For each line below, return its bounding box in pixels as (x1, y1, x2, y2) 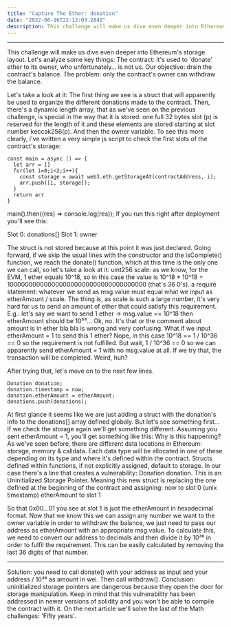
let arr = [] (13, 161, 51, 169)
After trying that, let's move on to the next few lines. (7, 367, 154, 376)
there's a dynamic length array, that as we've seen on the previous (7, 105, 196, 114)
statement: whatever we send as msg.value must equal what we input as (7, 287, 213, 296)
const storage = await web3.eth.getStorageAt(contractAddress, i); (19, 174, 217, 181)
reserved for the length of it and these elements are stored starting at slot (7, 120, 215, 128)
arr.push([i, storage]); (19, 180, 91, 187)
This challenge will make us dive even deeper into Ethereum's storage (7, 48, 206, 56)
